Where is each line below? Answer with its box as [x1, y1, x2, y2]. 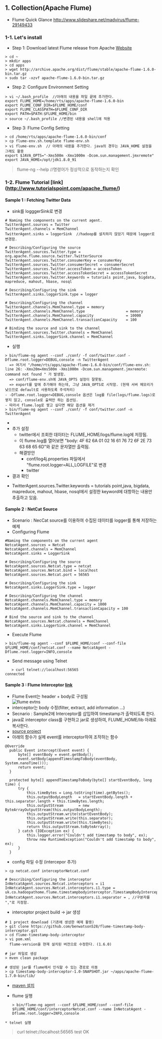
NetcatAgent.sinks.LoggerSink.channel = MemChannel [5, 623, 111, 628]
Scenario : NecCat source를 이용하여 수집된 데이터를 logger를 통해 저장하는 [12, 517, 157, 523]
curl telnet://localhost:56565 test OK [16, 1029, 89, 1035]
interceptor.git [5, 928, 38, 933]
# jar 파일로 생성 [5, 951, 37, 956]
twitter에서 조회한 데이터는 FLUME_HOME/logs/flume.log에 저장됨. [19, 432, 148, 438]
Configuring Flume [12, 529, 50, 535]
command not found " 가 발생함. [5, 372, 66, 377]
